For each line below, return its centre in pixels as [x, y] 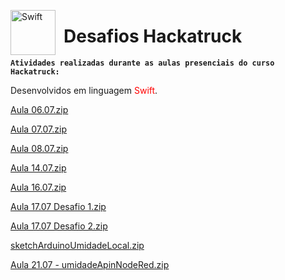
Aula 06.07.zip [39, 109]
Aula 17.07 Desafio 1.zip [58, 206]
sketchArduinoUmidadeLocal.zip [77, 245]
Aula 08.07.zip [39, 148]
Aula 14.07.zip [38, 167]
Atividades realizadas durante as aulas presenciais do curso [142, 63]
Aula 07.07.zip [38, 129]
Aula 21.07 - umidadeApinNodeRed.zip [90, 264]
